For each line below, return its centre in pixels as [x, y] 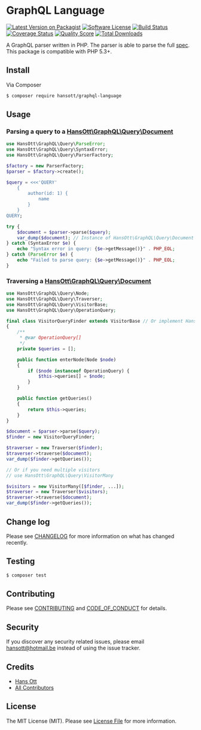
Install [18, 70]
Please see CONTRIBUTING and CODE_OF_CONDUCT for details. [87, 608]
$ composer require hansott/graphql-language [64, 96]
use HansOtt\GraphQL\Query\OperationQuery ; [61, 310]
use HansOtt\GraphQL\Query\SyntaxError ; [57, 150]
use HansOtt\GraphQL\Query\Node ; [48, 294]
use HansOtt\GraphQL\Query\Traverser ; [54, 299]
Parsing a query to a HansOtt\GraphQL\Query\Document [90, 131]
